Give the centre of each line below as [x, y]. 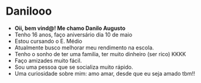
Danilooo [29, 11]
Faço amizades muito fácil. [48, 60]
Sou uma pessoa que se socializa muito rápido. [74, 67]
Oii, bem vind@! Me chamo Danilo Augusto [70, 28]
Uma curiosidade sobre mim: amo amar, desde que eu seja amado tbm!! [105, 73]
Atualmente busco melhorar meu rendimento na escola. [84, 48]
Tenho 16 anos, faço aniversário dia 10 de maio [73, 34]
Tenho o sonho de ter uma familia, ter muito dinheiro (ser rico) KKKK [100, 54]
